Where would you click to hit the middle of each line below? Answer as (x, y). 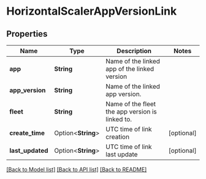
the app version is (132, 111)
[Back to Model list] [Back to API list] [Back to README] (77, 170)
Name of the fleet (131, 104)
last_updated (29, 151)
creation (118, 137)
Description (134, 51)
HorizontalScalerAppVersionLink (92, 11)
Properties (27, 34)
